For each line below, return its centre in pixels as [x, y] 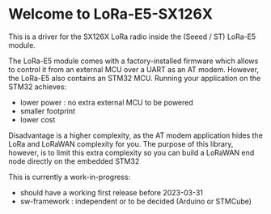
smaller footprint [47, 111]
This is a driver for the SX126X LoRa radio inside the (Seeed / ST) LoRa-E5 [132, 36]
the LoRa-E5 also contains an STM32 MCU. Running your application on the [135, 78]
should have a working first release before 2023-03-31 [112, 192]
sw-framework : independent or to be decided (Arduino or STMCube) [136, 201]
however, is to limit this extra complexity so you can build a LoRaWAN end [131, 152]
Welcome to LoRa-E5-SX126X [110, 14]
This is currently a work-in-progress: [70, 177]
